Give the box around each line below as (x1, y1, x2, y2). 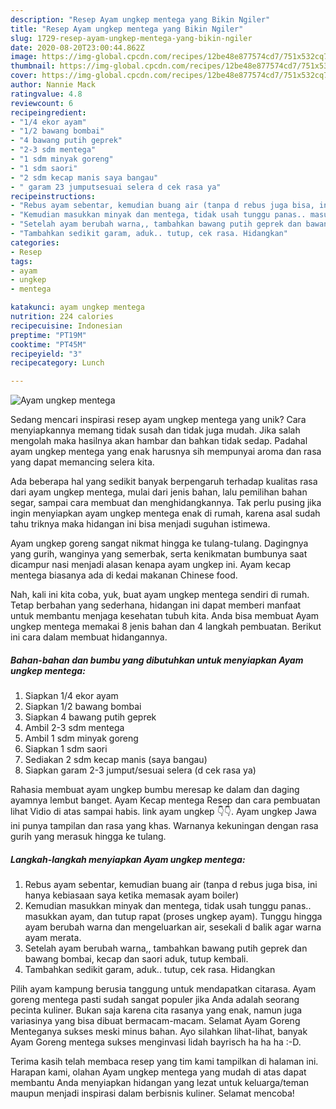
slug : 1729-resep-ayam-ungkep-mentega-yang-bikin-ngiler (10, 33, 253, 43)
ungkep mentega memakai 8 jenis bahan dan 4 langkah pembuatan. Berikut (10, 621, 322, 633)
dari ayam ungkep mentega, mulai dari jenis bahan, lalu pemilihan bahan (10, 486, 308, 498)
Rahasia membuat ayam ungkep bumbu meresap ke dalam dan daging (10, 784, 300, 796)
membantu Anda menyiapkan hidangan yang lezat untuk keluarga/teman (10, 1077, 310, 1089)
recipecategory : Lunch (10, 358, 105, 368)
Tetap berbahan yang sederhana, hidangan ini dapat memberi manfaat (10, 599, 302, 611)
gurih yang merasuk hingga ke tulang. (10, 831, 167, 843)
